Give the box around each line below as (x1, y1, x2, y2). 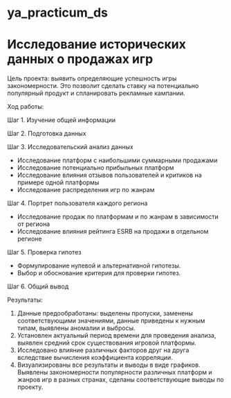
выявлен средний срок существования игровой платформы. (17, 338, 197, 347)
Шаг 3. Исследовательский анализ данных (7, 143, 133, 151)
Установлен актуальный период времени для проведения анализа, (17, 331, 216, 340)
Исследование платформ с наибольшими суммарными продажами (17, 156, 218, 164)
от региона (17, 220, 50, 228)
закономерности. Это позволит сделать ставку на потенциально (7, 82, 199, 90)
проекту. (17, 383, 44, 391)
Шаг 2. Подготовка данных (7, 130, 86, 138)
